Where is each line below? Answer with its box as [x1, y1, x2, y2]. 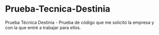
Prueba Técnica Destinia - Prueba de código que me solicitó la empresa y [5, 19, 154, 25]
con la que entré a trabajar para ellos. [5, 24, 81, 30]
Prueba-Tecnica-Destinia [5, 3, 111, 15]
